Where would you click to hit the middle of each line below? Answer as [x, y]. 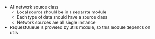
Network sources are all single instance [56, 22]
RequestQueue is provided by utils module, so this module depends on [80, 27]
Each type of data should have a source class [62, 17]
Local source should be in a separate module [62, 12]
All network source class [34, 7]
